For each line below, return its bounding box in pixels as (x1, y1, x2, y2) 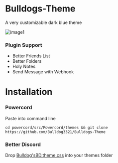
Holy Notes (12, 63, 36, 70)
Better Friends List (12, 53, 50, 59)
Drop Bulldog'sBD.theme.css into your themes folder (5, 153, 113, 159)
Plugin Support (5, 41, 42, 48)
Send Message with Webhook (12, 69, 74, 75)
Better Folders (12, 58, 42, 64)
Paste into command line (5, 115, 56, 121)
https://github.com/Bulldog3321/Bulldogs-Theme (5, 129, 106, 135)
